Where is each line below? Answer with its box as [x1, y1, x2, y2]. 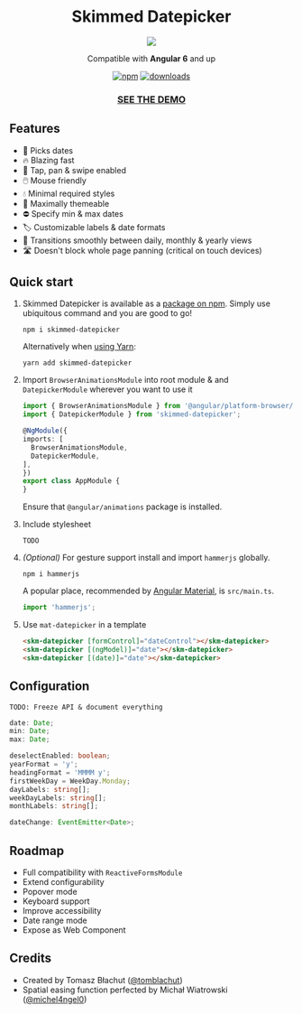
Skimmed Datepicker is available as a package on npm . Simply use [22, 298, 270, 309]
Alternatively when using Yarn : [22, 341, 137, 352]
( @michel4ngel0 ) [22, 993, 87, 1004]
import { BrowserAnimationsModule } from [22, 402, 180, 411]
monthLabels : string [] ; [9, 802, 99, 811]
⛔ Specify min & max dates [22, 208, 124, 219]
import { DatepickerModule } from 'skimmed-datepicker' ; [22, 410, 242, 419]
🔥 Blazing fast [22, 154, 75, 165]
